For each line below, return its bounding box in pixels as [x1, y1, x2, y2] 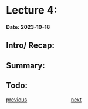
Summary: [6, 60, 45, 71]
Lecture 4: [6, 4, 57, 17]
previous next [6, 96, 82, 103]
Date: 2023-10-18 [6, 23, 50, 30]
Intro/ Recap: [6, 41, 55, 51]
